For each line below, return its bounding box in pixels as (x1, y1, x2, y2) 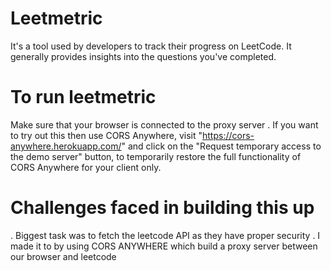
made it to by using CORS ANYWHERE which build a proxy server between (10, 240, 318, 252)
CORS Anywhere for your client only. (10, 161, 162, 173)
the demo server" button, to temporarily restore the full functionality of (10, 150, 302, 162)
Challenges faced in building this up (10, 197, 315, 219)
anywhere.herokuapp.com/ (10, 140, 122, 152)
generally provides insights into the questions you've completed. (10, 50, 277, 62)
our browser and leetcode (10, 250, 117, 262)
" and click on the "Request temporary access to (121, 140, 322, 152)
